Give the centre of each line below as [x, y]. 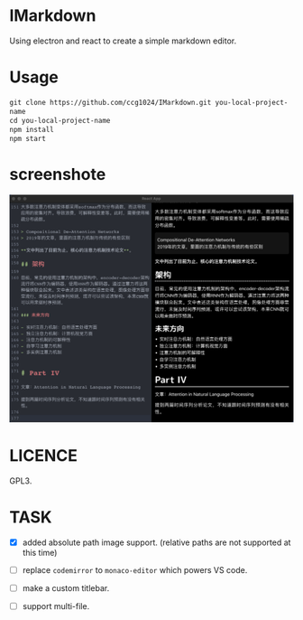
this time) [40, 552]
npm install [32, 129]
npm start [28, 138]
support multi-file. [56, 606]
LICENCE [44, 456]
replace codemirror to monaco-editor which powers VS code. [135, 569]
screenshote [58, 175]
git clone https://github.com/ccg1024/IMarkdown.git [110, 102]
